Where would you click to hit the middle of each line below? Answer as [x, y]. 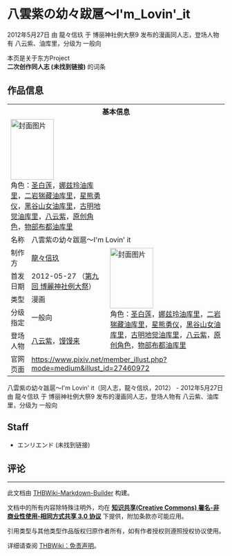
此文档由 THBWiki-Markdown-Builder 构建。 [70, 493]
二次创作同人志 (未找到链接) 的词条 [56, 66]
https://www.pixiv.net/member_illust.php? [99, 359]
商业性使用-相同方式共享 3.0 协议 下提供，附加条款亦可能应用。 [97, 517]
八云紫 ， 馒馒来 [56, 341]
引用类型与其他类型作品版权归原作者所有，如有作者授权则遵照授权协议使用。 [116, 531]
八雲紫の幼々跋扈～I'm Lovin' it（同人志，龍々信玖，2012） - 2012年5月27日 [115, 387]
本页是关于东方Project [39, 58]
